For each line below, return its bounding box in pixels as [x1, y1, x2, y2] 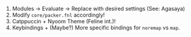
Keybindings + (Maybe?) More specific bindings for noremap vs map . [12, 24, 181, 31]
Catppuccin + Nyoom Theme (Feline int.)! [12, 18, 116, 24]
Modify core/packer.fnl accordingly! [12, 11, 105, 18]
